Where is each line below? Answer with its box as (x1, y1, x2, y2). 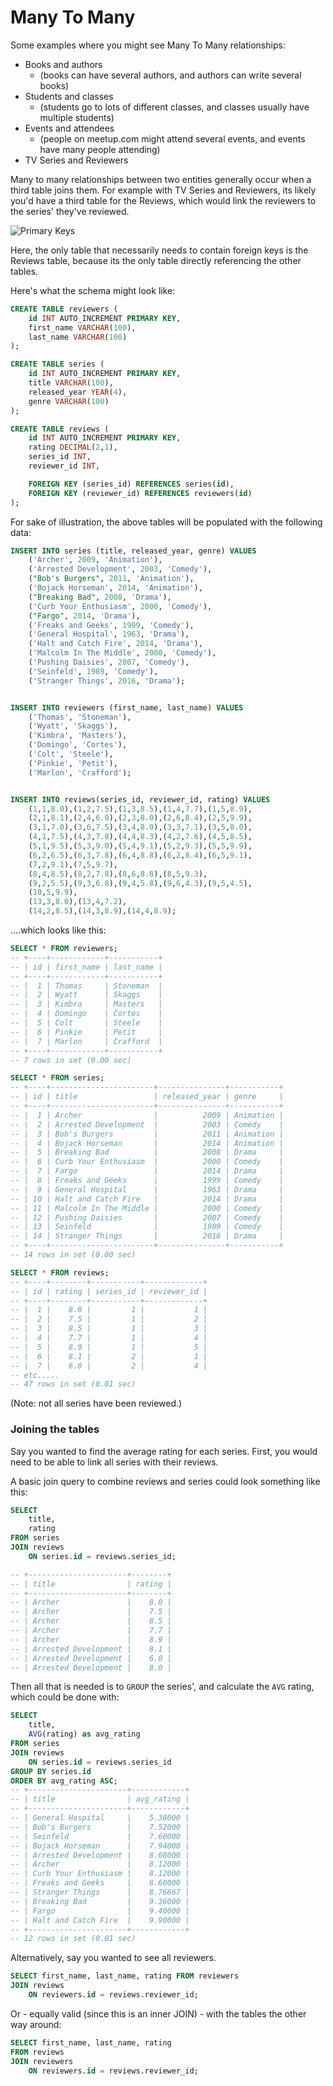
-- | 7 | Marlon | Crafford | (10, 1036, 163, 1046)
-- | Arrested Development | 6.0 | (10, 1653, 172, 1663)
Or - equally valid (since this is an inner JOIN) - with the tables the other (10, 2007, 307, 2020)
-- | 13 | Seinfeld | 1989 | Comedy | (10, 1222, 284, 1232)
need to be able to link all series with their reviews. (10, 1456, 219, 1468)
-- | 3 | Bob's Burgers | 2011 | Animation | (10, 1129, 284, 1139)
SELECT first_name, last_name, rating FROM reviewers (10, 1971, 240, 1981)
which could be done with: (10, 1691, 120, 1703)
